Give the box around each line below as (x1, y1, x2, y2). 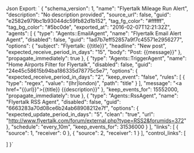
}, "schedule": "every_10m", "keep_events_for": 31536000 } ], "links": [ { (6, 123, 179, 130)
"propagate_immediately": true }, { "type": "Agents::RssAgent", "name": (6, 92, 179, 99)
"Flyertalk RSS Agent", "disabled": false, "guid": (6, 98, 121, 105)
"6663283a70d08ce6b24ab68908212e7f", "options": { (6, 105, 139, 111)
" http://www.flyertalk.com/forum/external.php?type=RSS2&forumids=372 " (6, 117, 186, 124)
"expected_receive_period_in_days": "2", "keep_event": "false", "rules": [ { (6, 73, 185, 80)
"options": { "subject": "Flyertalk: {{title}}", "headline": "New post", (6, 42, 167, 49)
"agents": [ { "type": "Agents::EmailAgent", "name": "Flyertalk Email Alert (6, 30, 182, 37)
